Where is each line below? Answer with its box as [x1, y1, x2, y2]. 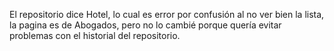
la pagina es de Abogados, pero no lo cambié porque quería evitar [9, 19, 282, 31]
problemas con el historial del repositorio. [9, 30, 181, 41]
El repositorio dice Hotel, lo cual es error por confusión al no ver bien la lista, [9, 9, 325, 20]
